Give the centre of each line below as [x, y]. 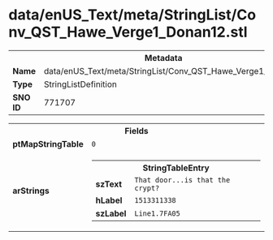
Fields [136, 131]
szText [109, 184]
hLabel [109, 200]
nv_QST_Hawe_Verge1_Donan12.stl [128, 32]
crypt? [147, 188]
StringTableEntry [176, 168]
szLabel [111, 213]
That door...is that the [182, 180]
